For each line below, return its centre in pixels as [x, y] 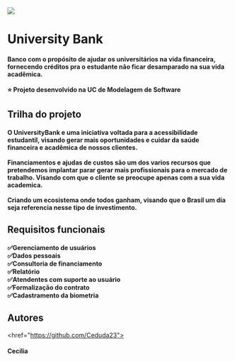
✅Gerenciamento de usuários [52, 247]
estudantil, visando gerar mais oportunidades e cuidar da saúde [103, 140]
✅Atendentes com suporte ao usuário [64, 279]
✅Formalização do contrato [48, 287]
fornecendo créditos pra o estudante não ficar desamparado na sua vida [116, 66]
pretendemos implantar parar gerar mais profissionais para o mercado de [117, 170]
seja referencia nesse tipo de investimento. [72, 207]
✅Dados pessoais [34, 255]
